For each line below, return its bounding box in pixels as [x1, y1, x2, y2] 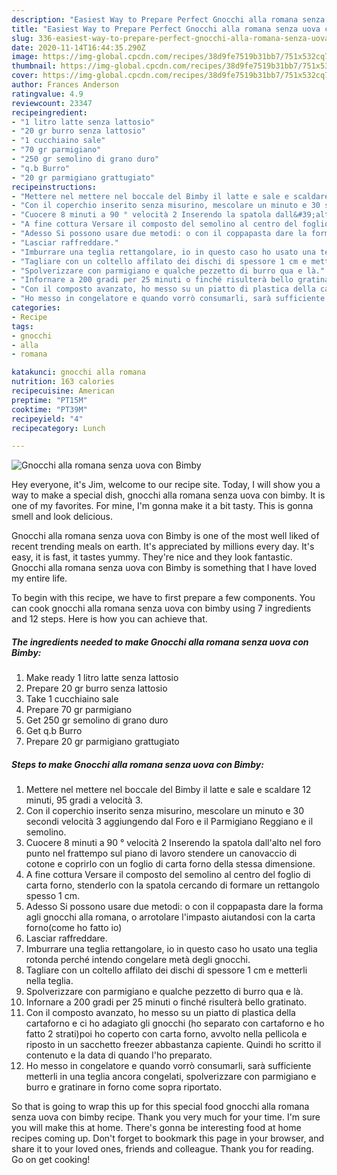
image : [11, 52, 39, 62]
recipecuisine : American [11, 386, 115, 396]
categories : [11, 303, 61, 313]
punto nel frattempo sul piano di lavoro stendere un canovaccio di [25, 847, 298, 860]
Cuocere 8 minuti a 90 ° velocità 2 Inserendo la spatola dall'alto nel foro [25, 837, 322, 849]
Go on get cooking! [11, 1154, 91, 1166]
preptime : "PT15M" [11, 395, 88, 405]
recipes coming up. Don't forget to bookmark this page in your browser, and [11, 1132, 325, 1145]
